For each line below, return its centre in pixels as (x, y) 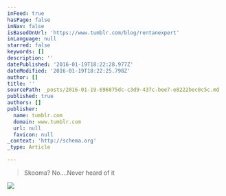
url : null (27, 128)
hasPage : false (29, 20)
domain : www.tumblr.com (47, 122)
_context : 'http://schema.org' (52, 141)
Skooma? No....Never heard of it (69, 173)
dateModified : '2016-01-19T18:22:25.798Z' (69, 71)
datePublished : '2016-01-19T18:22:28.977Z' (70, 64)
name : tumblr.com (38, 115)
